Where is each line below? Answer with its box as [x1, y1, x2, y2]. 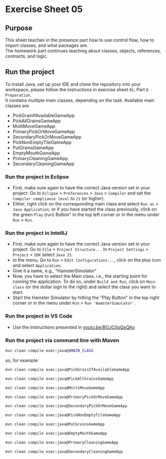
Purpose [5, 24, 33, 32]
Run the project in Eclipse [5, 173, 69, 180]
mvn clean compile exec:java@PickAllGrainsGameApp [5, 376, 114, 381]
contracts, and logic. [5, 53, 48, 59]
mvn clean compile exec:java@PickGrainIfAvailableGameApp [5, 367, 130, 372]
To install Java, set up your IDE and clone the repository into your [5, 81, 141, 87]
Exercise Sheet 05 [5, 4, 83, 15]
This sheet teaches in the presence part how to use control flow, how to [5, 37, 154, 43]
